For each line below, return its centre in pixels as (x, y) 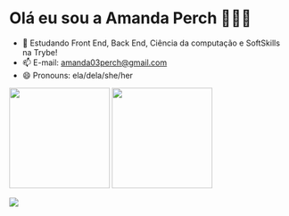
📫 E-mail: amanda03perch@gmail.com (95, 62)
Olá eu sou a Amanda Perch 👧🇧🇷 (131, 18)
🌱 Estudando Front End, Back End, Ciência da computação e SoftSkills (151, 43)
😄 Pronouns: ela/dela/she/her (78, 75)
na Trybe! (40, 52)
